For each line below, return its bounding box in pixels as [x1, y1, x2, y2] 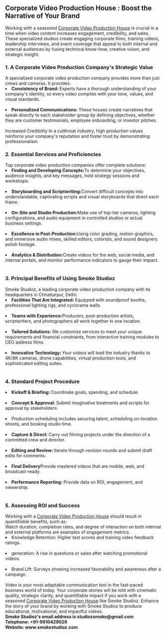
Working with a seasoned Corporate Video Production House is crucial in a [5, 25, 159, 31]
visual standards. [5, 96, 40, 102]
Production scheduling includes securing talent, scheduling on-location [11, 416, 158, 422]
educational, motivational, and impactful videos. [5, 609, 103, 615]
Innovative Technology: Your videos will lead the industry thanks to [11, 350, 151, 356]
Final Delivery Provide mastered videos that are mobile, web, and [11, 463, 145, 469]
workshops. [5, 178, 29, 184]
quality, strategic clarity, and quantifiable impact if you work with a [5, 593, 142, 599]
